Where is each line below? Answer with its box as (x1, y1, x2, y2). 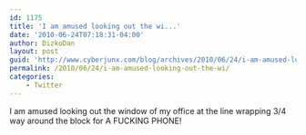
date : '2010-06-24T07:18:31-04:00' (9, 30, 145, 39)
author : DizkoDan (9, 38, 76, 48)
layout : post (9, 47, 59, 56)
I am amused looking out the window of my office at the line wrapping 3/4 (9, 105, 287, 116)
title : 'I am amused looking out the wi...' (9, 22, 181, 31)
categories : (9, 72, 55, 82)
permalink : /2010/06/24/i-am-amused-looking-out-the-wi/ (9, 64, 230, 73)
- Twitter (25, 81, 64, 90)
